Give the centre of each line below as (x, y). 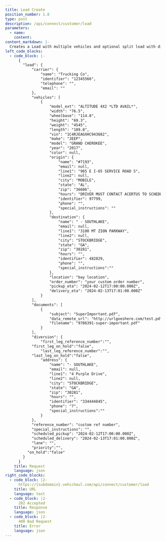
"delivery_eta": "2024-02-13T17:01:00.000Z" (96, 291)
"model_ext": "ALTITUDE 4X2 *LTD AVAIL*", (94, 107)
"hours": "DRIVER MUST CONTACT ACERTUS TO (103, 194)
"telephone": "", (58, 83)
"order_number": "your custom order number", (97, 282)
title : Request (30, 466)
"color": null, (65, 153)
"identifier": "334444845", (78, 402)
